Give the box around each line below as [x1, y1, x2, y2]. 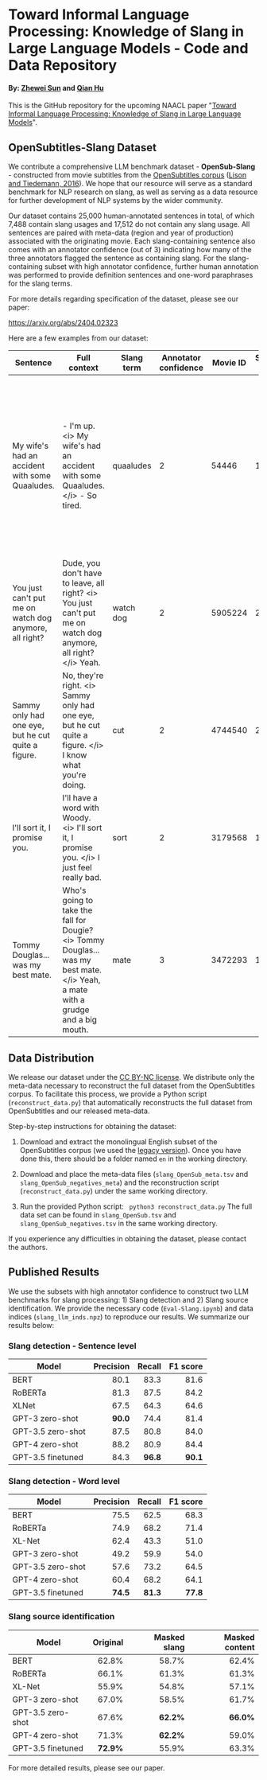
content [224, 1642, 255, 1653]
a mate [62, 984, 88, 995]
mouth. [62, 1024, 89, 1035]
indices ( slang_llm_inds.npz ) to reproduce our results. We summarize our [8, 1311, 250, 1322]
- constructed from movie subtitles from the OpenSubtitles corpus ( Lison [8, 170, 247, 180]
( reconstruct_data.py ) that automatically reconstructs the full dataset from [8, 1098, 253, 1108]
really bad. [62, 872, 102, 883]
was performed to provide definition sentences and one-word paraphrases [8, 271, 253, 280]
